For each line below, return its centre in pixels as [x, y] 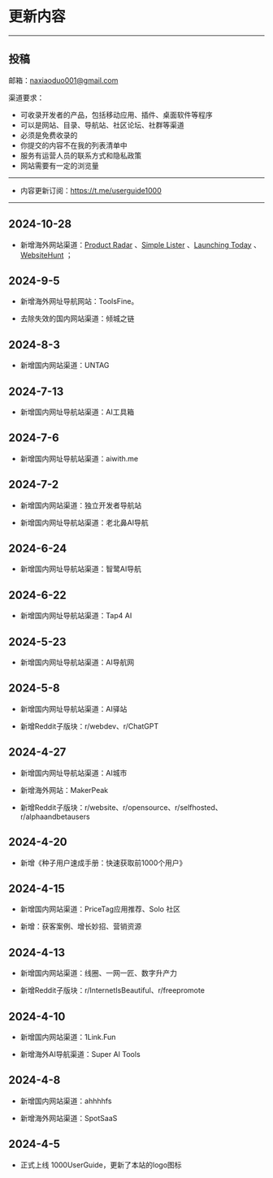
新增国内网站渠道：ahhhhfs [66, 1101]
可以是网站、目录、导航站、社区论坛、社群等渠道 [102, 125]
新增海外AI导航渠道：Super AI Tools [80, 1054]
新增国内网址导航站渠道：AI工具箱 [77, 412]
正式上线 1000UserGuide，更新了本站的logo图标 [101, 1165]
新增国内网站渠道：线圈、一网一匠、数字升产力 [98, 973]
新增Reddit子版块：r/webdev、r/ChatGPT [89, 726]
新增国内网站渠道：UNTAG [65, 366]
